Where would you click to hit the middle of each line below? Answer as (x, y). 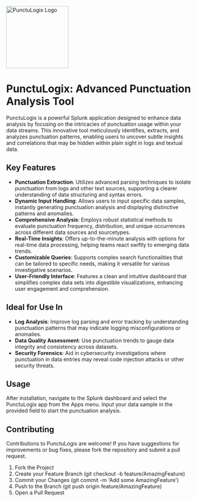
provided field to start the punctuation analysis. (64, 411)
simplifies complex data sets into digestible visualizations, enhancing (99, 282)
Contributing (30, 429)
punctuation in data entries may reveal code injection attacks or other (99, 359)
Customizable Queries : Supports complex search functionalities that (99, 257)
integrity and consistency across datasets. (66, 347)
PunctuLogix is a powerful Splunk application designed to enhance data (94, 118)
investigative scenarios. (43, 270)
